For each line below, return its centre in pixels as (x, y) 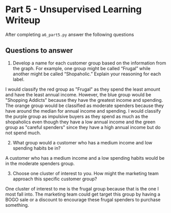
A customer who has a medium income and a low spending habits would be (85, 158)
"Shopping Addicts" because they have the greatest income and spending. (84, 100)
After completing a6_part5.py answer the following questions (70, 34)
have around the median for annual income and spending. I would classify (83, 111)
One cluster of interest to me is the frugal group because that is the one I (82, 188)
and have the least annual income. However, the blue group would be (78, 94)
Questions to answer (39, 50)
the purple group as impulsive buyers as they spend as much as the (77, 116)
